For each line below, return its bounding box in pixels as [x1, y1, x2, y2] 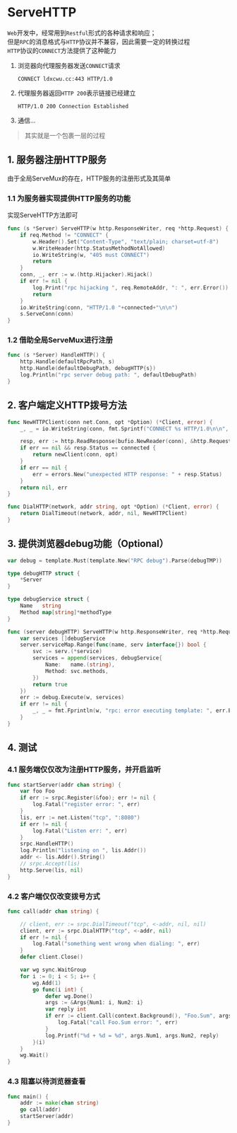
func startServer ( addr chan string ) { [7, 781, 121, 788]
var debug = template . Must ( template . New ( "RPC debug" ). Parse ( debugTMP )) [7, 557, 222, 564]
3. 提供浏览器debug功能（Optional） [7, 538, 169, 550]
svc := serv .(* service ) [32, 648, 102, 655]
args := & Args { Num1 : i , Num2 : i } [44, 999, 143, 1006]
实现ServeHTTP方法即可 [7, 211, 78, 219]
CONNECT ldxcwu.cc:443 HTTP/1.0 [17, 75, 113, 82]
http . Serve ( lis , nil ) [20, 866, 83, 874]
